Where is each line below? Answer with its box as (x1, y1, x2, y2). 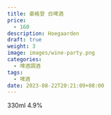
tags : (7, 69, 23, 76)
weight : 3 (7, 43, 36, 50)
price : (7, 17, 27, 24)
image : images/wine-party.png (7, 50, 96, 57)
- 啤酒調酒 (13, 62, 41, 69)
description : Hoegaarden (7, 29, 80, 37)
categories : (7, 56, 42, 63)
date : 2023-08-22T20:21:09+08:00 (7, 82, 105, 89)
